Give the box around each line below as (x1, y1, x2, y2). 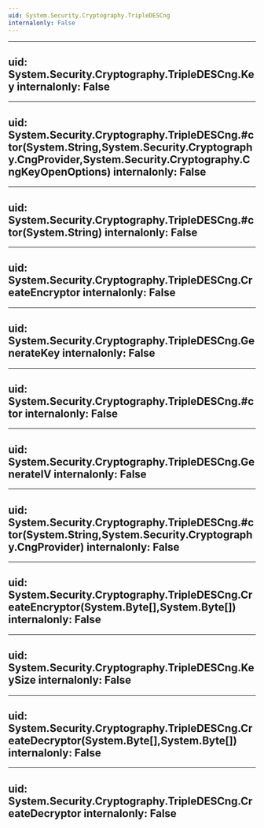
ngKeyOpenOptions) (8, 165, 112, 178)
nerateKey (8, 347, 60, 360)
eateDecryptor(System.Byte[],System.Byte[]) (8, 734, 237, 748)
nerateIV (8, 467, 52, 481)
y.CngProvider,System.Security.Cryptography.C (8, 153, 251, 166)
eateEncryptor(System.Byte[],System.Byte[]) (8, 600, 236, 615)
